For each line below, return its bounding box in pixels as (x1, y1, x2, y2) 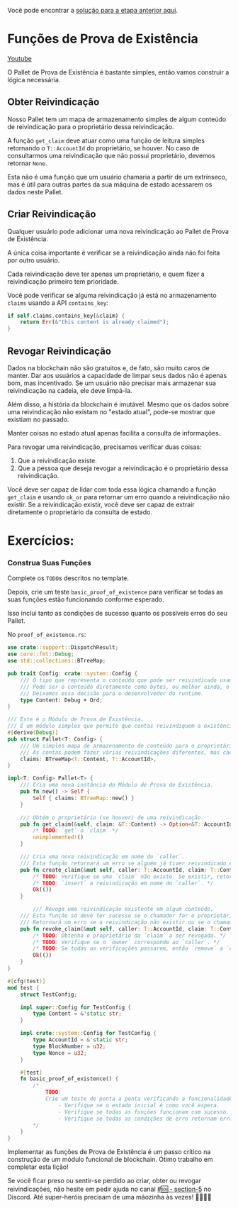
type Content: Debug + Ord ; (20, 697, 103, 704)
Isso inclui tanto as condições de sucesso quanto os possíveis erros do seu (7, 609, 228, 618)
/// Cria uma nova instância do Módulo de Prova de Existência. (20, 782, 214, 789)
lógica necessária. (7, 75, 61, 84)
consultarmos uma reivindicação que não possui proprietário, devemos (7, 151, 215, 160)
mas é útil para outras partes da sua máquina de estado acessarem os (7, 180, 212, 189)
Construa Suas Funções (7, 558, 92, 568)
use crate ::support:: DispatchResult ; (7, 644, 119, 651)
